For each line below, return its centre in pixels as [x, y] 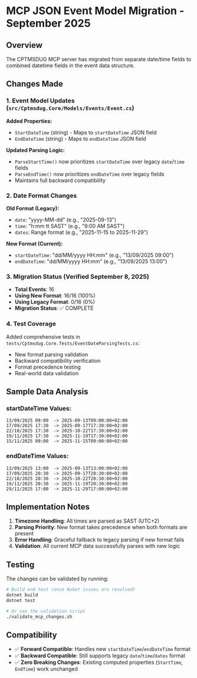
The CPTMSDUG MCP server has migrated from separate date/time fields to [99, 59]
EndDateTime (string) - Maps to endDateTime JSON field [80, 138]
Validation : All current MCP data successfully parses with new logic [97, 546]
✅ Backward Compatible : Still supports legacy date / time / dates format [100, 656]
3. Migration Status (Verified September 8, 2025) [78, 276]
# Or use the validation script [46, 611]
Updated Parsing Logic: [35, 150]
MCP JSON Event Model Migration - [95, 11]
